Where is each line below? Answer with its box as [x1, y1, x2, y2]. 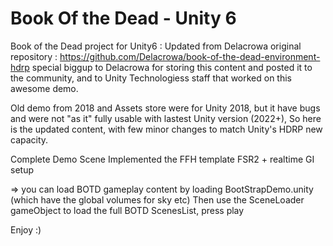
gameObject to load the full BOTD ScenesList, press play [10, 204, 245, 216]
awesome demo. [10, 82, 79, 94]
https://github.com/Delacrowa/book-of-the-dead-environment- [59, 50, 321, 62]
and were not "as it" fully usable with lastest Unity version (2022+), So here [10, 112, 322, 124]
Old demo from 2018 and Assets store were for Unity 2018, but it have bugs [10, 102, 321, 114]
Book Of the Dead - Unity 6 [10, 7, 237, 30]
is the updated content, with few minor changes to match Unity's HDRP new [10, 123, 323, 135]
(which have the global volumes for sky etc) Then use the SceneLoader [10, 193, 305, 206]
